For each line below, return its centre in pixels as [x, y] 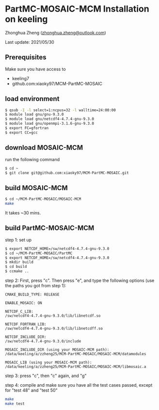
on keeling [26, 19]
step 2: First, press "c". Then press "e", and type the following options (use [80, 280]
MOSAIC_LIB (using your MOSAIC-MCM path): [48, 362]
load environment [32, 99]
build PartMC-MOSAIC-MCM [50, 228]
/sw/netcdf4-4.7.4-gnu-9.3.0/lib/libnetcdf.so [53, 316]
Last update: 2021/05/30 [30, 42]
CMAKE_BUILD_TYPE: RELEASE [32, 295]
